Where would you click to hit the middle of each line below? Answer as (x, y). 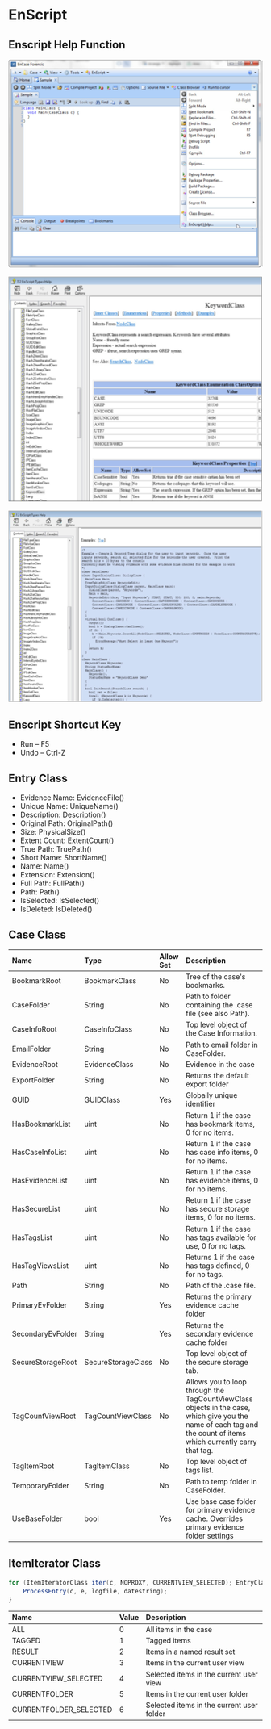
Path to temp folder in (221, 1481)
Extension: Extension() (57, 875)
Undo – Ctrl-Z (43, 753)
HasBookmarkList (41, 1124)
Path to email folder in (221, 1045)
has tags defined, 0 (217, 1266)
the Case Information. (221, 1033)
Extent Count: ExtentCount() (67, 840)
